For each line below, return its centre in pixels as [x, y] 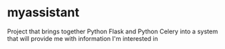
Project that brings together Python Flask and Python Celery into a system [113, 31]
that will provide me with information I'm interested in [83, 38]
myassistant [43, 13]
